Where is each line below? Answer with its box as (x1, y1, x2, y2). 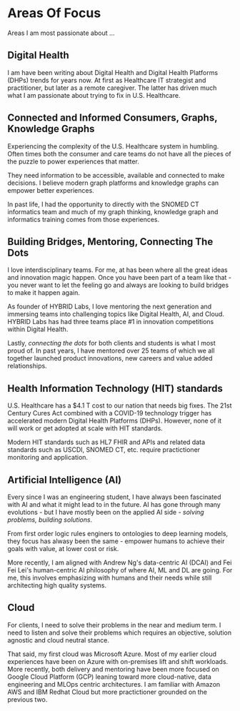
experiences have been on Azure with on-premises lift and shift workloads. (7, 657, 229, 665)
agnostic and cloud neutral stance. (7, 635, 109, 644)
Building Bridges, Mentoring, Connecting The (7, 236, 214, 248)
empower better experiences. (7, 186, 94, 194)
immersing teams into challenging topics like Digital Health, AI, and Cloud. (7, 310, 225, 318)
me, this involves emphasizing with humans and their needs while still (7, 573, 212, 582)
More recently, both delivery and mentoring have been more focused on (7, 665, 219, 673)
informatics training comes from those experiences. (7, 215, 160, 223)
